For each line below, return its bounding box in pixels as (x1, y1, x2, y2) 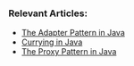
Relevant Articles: (8, 7, 88, 20)
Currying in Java (21, 37, 83, 47)
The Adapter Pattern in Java (21, 28, 126, 38)
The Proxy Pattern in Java (21, 46, 117, 57)
